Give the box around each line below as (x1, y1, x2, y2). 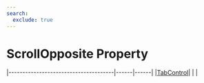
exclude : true (12, 16, 53, 23)
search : (6, 10, 29, 17)
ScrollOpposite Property (6, 46, 149, 62)
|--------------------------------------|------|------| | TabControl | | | (6, 69, 198, 77)
